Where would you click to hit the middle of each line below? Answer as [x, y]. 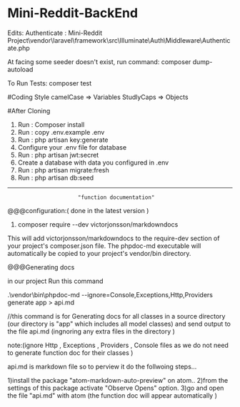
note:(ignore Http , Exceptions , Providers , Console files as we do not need [118, 345]
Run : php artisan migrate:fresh [63, 170]
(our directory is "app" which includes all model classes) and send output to [119, 324]
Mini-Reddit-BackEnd [72, 13]
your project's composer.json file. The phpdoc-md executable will [104, 246]
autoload [20, 69]
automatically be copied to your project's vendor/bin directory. [99, 253]
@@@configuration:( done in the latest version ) [78, 210]
